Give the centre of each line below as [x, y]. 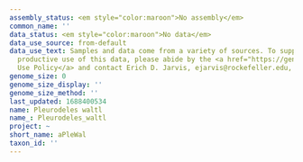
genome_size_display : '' [56, 85]
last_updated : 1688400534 [58, 101]
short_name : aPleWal [48, 135]
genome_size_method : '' [54, 93]
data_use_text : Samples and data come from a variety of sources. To [143, 51]
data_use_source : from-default [68, 43]
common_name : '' [40, 26]
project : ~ [30, 127]
